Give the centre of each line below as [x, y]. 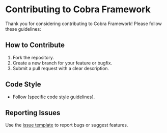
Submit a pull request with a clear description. [61, 68]
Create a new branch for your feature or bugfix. [62, 63]
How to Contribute [35, 45]
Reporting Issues [33, 113]
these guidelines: [23, 29]
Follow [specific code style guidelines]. [54, 97]
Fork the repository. [33, 57]
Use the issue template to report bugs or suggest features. [67, 125]
